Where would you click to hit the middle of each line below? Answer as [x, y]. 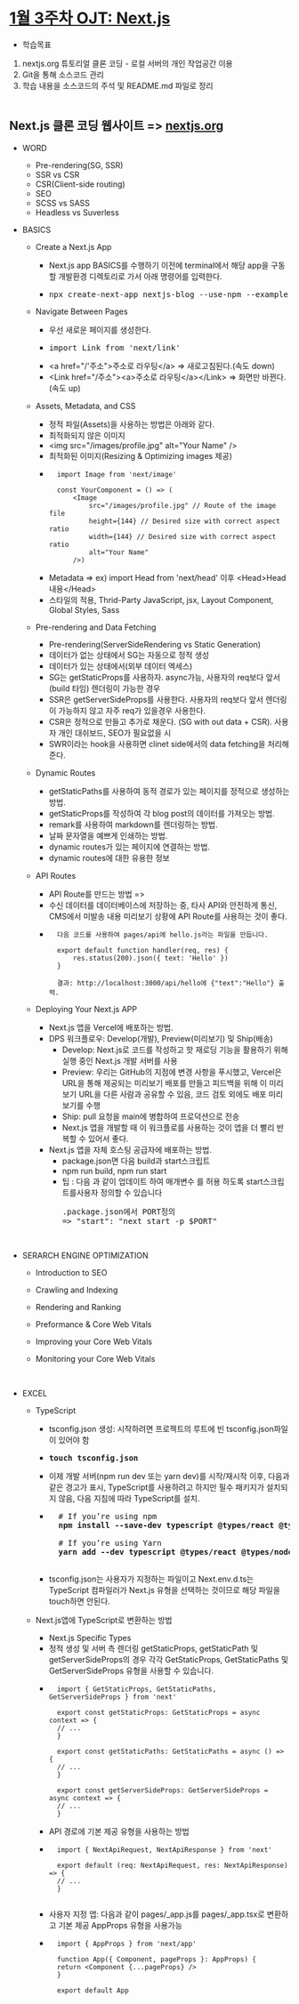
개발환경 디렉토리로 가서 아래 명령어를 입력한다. [140, 276]
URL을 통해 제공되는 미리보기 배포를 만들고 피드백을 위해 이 [165, 1082]
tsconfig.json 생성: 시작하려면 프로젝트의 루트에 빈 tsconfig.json [161, 1429]
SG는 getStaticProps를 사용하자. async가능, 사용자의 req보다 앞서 [164, 677]
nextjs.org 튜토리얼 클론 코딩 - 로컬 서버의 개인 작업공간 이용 [127, 63]
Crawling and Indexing [77, 1290]
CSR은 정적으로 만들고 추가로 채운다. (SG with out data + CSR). [161, 721]
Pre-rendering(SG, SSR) [79, 165]
